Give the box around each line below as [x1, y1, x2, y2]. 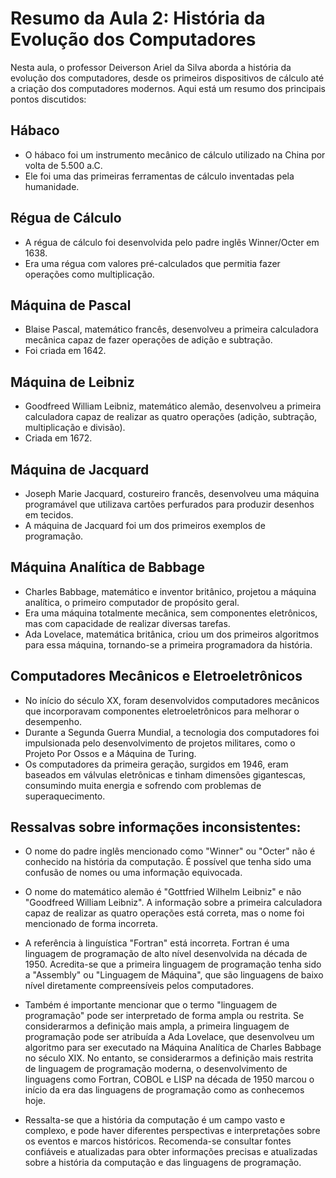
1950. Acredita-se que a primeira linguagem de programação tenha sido [24, 958, 322, 971]
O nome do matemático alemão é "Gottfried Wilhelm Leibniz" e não [24, 886, 302, 898]
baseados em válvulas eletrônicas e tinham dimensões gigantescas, [24, 768, 306, 781]
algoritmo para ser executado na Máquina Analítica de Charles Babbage [24, 1042, 322, 1054]
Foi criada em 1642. [24, 345, 107, 357]
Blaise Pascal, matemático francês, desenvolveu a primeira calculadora [24, 323, 319, 336]
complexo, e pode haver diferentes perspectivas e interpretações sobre [24, 1125, 321, 1137]
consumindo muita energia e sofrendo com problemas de [24, 779, 262, 791]
